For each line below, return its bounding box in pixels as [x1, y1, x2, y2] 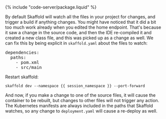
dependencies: [5, 50, 40, 55]
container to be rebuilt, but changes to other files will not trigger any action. [5, 98, 160, 103]
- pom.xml [15, 59, 40, 65]
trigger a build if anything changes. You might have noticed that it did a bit [5, 19, 156, 25]
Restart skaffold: [5, 74, 39, 80]
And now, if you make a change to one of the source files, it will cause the [5, 92, 156, 98]
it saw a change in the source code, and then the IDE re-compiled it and [5, 30, 152, 35]
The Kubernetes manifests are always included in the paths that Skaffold [5, 103, 154, 109]
